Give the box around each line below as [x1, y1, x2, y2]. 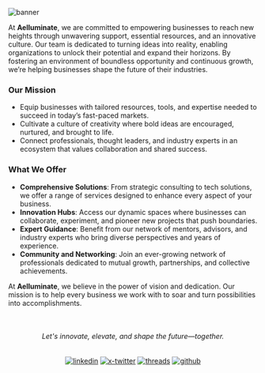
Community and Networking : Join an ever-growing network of [19, 249, 226, 258]
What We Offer [8, 164, 67, 175]
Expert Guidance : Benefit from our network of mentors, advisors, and [19, 224, 248, 233]
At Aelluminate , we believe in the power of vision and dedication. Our [8, 281, 236, 291]
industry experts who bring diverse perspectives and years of [19, 232, 221, 242]
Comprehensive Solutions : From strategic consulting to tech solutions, [19, 182, 252, 191]
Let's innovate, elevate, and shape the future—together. [41, 332, 225, 341]
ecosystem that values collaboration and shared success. [19, 145, 208, 154]
